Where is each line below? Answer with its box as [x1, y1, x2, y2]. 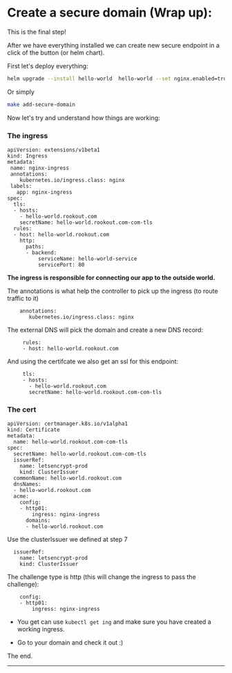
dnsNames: [13, 481, 41, 488]
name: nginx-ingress [10, 164, 70, 171]
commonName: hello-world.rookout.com [13, 475, 122, 482]
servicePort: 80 [37, 261, 85, 268]
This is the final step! [7, 28, 67, 36]
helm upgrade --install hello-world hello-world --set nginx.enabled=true [7, 75, 230, 82]
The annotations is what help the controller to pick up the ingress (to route [7, 287, 219, 295]
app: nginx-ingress [16, 189, 72, 196]
